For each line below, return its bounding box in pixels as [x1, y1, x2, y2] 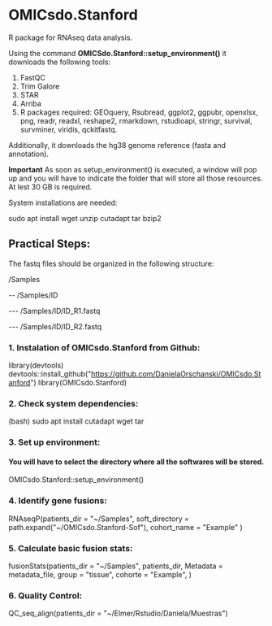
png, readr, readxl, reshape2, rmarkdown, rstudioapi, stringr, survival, [19, 115, 253, 125]
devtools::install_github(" [8, 369, 92, 379]
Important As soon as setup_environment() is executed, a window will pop [8, 164, 257, 174]
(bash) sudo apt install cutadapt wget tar [8, 416, 145, 426]
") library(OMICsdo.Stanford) [29, 378, 127, 388]
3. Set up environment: [8, 437, 101, 448]
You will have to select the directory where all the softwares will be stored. [8, 457, 265, 467]
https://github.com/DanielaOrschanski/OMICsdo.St [90, 369, 261, 379]
